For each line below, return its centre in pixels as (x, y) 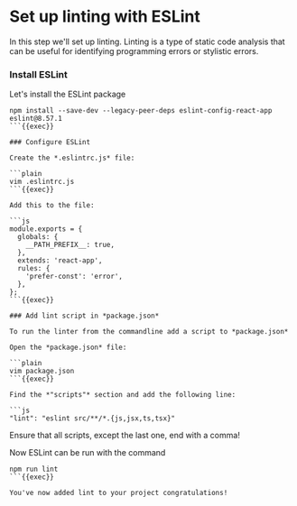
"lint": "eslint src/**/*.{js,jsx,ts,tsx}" (93, 419)
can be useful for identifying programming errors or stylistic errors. (134, 51)
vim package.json (42, 372)
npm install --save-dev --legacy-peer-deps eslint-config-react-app (141, 111)
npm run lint (34, 469)
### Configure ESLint (50, 143)
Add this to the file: (52, 206)
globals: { (38, 237)
